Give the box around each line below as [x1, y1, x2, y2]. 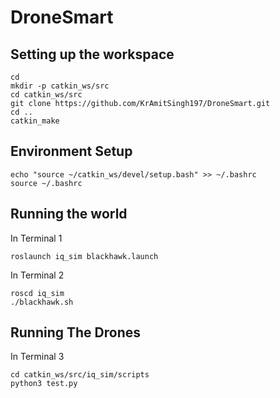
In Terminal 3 [10, 351, 65, 363]
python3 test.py [10, 379, 78, 389]
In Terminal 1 [10, 232, 63, 244]
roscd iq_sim [10, 288, 65, 298]
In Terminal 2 [10, 269, 65, 281]
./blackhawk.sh [10, 297, 74, 307]
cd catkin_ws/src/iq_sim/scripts [10, 370, 150, 380]
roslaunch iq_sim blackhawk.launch [10, 251, 159, 261]
